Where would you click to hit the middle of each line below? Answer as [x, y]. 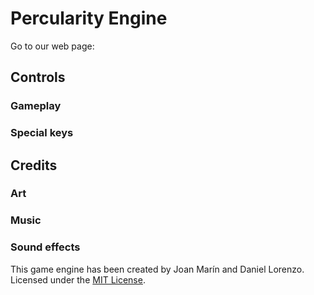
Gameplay [36, 106]
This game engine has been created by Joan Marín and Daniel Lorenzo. [157, 269]
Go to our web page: [52, 46]
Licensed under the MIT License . [78, 279]
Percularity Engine [89, 18]
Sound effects [45, 247]
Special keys [42, 133]
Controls [38, 77]
